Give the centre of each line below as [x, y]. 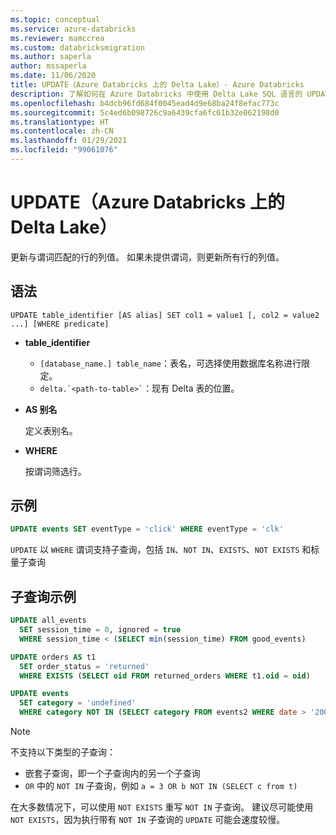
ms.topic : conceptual [55, 19]
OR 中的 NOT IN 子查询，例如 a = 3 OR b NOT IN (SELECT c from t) [161, 785]
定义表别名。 [51, 430]
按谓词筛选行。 [55, 471]
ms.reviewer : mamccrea [57, 38]
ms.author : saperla [51, 57]
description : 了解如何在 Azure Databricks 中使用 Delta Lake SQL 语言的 [156, 94]
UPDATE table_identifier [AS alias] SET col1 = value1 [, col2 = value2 [165, 315]
